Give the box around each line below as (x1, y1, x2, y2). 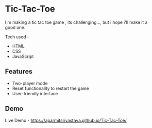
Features (5, 68, 33, 76)
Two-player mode (12, 80, 48, 86)
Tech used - (5, 34, 30, 40)
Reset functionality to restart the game (12, 85, 89, 91)
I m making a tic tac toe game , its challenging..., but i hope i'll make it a (5, 19, 148, 25)
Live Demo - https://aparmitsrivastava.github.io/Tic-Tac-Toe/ (5, 117, 127, 123)
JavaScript (12, 53, 34, 59)
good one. (5, 24, 26, 30)
